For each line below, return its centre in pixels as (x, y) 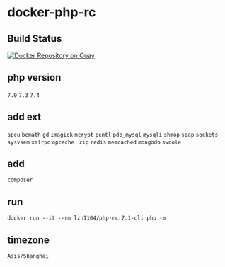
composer (20, 180)
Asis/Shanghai (28, 256)
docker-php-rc (52, 12)
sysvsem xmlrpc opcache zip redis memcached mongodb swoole (94, 142)
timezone (28, 240)
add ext (24, 117)
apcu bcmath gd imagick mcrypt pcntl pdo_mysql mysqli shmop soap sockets (113, 135)
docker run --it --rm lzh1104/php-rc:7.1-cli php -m (87, 218)
